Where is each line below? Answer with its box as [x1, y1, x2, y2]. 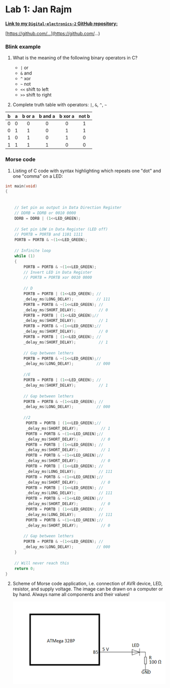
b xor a [59, 113, 75, 119]
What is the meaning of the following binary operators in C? [12, 55, 138, 61]
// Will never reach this [14, 560, 70, 565]
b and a [39, 113, 55, 119]
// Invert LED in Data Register [23, 270, 93, 275]
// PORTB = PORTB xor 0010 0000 [23, 275, 93, 280]
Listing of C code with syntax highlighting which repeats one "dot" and [12, 168, 161, 174]
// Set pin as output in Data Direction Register [14, 205, 122, 210]
